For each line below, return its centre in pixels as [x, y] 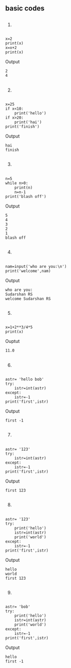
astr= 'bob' [18, 607]
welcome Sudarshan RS [28, 298]
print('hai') [28, 122]
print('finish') [22, 126]
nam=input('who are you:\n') [36, 266]
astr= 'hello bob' [25, 379]
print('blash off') [26, 196]
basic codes [25, 8]
